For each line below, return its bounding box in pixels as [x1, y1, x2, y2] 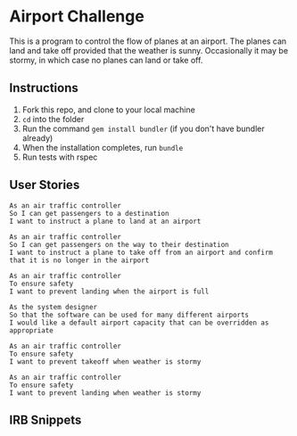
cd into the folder [21, 113, 85, 124]
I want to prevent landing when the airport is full [9, 287, 210, 296]
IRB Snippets [9, 412, 82, 427]
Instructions [9, 80, 78, 95]
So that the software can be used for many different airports [9, 310, 250, 319]
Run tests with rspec [21, 152, 98, 162]
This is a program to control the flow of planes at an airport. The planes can [9, 36, 287, 46]
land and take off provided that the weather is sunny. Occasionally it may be [9, 45, 288, 55]
